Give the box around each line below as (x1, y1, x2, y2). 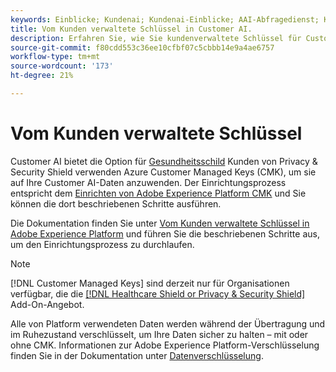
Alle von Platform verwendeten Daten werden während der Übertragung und (10, 317, 326, 330)
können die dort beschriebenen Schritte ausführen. (10, 197, 222, 210)
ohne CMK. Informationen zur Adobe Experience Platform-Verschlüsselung (10, 339, 320, 351)
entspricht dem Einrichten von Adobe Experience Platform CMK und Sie (10, 187, 307, 199)
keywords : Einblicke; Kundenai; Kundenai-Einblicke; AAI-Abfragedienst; (10, 14, 320, 25)
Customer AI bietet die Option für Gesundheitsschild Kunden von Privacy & (10, 155, 318, 167)
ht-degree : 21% (10, 71, 74, 81)
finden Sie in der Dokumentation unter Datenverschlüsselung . (10, 349, 264, 361)
